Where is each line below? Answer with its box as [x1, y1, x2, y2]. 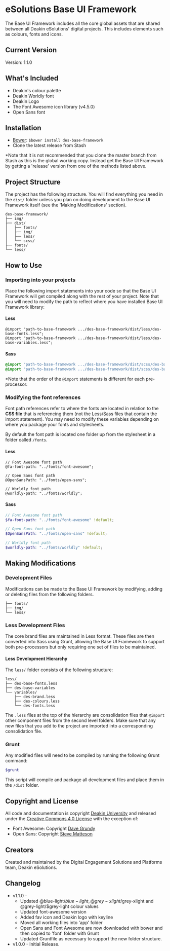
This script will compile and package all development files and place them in [5, 777, 164, 783]
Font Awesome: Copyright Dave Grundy [12, 825, 96, 832]
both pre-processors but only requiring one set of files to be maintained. [5, 644, 156, 650]
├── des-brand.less [14, 694, 56, 700]
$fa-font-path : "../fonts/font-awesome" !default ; [5, 517, 114, 523]
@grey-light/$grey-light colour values [20, 903, 99, 909]
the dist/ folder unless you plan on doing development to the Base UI [5, 197, 151, 203]
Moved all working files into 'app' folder [20, 919, 103, 926]
